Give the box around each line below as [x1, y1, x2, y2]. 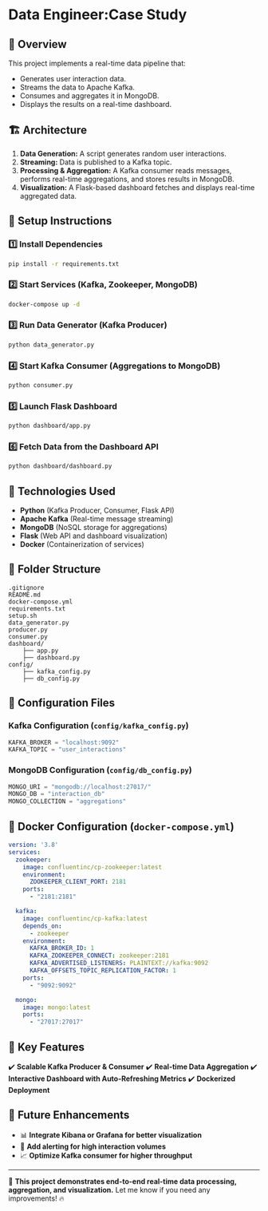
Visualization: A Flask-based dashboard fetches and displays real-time [19, 182, 255, 192]
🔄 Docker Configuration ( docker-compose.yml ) [8, 820, 235, 833]
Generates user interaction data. [19, 74, 126, 83]
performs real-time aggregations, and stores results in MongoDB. [19, 174, 235, 184]
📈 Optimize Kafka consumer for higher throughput [19, 1150, 193, 1160]
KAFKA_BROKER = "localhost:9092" [8, 738, 120, 746]
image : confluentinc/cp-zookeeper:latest [22, 863, 162, 871]
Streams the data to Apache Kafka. [19, 82, 136, 92]
